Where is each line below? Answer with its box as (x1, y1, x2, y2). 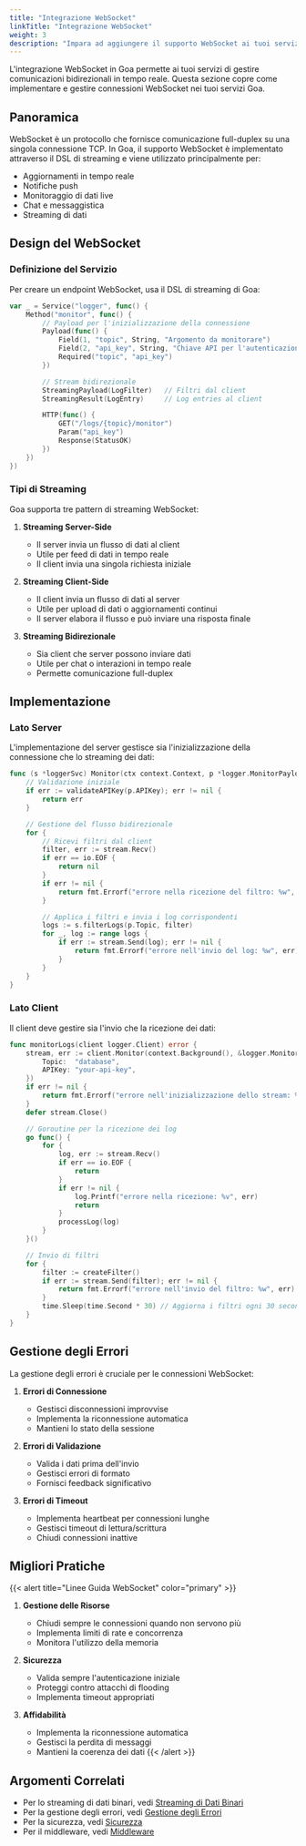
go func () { (25, 1133, 71, 1142)
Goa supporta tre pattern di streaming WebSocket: (9, 503, 199, 515)
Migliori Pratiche (9, 1558, 106, 1574)
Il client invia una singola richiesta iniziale (36, 558, 191, 569)
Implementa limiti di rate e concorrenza (36, 1627, 184, 1638)
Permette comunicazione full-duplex (36, 667, 174, 679)
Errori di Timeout (22, 1495, 88, 1506)
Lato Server (9, 722, 62, 734)
